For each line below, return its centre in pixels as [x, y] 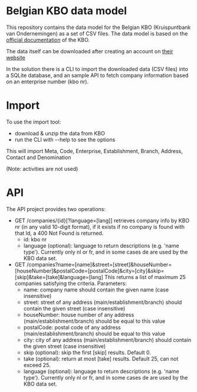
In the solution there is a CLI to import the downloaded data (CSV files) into [97, 69]
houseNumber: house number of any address [79, 315]
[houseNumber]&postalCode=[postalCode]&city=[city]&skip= [89, 271]
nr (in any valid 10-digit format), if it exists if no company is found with [99, 226]
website [16, 57]
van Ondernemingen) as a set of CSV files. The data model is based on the [97, 33]
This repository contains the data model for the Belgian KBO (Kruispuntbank [98, 27]
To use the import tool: [34, 122]
